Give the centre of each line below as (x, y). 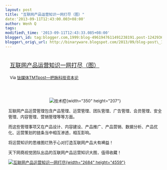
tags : (11, 28)
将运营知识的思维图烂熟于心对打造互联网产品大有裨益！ (61, 142)
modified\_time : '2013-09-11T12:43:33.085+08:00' (58, 33)
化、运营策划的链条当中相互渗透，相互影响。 (51, 132)
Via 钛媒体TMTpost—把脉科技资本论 (44, 77)
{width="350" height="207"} (94, 101)
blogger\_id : (19, 38)
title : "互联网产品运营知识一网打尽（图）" (45, 14)
